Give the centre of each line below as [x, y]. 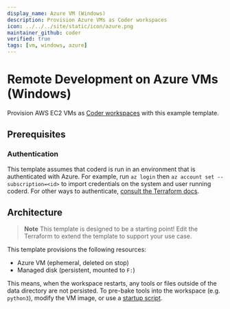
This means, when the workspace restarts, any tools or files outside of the [112, 284]
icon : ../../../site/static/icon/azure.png [70, 26]
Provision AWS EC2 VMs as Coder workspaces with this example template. [113, 113]
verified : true [29, 39]
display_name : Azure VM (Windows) [57, 13]
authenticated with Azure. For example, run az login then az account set [111, 176]
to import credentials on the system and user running [136, 183]
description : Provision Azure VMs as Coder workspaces [87, 20]
